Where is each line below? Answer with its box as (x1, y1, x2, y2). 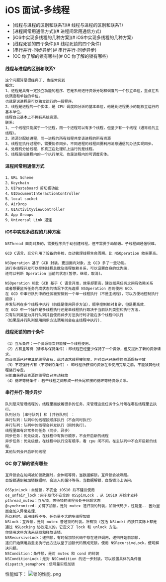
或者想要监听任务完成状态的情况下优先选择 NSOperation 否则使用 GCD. (5, 286, 134, 291)
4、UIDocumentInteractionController (5, 191, 81, 196)
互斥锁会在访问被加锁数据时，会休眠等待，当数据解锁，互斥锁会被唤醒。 (5, 473, 131, 478)
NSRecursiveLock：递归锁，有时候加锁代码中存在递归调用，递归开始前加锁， (5, 535, 143, 541)
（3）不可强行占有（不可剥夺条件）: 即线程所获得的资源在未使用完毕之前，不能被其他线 (5, 362, 160, 367)
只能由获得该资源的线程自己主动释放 (5, 373, 69, 378)
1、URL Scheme (5, 175, 34, 180)
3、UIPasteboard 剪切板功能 (5, 186, 59, 191)
